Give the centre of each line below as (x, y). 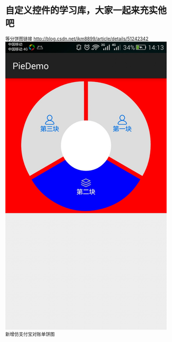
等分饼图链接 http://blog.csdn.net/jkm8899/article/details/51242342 (77, 39)
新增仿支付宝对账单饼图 (30, 334)
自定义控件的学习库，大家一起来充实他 (86, 11)
